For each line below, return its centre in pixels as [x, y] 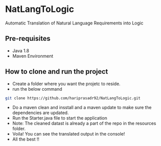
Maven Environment [33, 56]
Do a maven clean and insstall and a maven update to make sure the [82, 108]
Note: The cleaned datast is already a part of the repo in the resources [84, 124]
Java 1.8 [21, 50]
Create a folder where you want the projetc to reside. [66, 84]
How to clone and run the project [56, 72]
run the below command [37, 89]
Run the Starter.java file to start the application [60, 118]
